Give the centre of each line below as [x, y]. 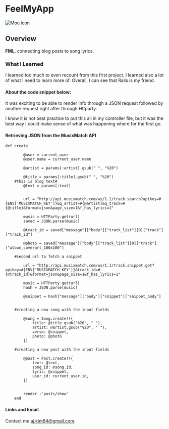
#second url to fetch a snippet [48, 257]
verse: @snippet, [50, 332]
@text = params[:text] [47, 186]
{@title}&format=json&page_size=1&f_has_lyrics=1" [60, 208]
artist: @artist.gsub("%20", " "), [70, 328]
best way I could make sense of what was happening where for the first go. [84, 124]
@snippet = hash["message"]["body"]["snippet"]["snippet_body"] [92, 296]
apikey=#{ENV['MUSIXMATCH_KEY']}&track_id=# [53, 270]
